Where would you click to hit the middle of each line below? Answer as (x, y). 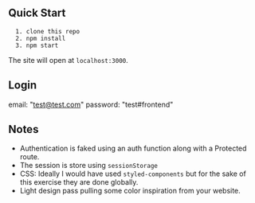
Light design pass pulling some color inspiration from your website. (130, 191)
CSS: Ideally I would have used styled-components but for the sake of (133, 174)
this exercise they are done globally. (79, 182)
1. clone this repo (48, 31)
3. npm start (37, 45)
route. (29, 157)
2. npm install (41, 38)
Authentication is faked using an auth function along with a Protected (133, 148)
